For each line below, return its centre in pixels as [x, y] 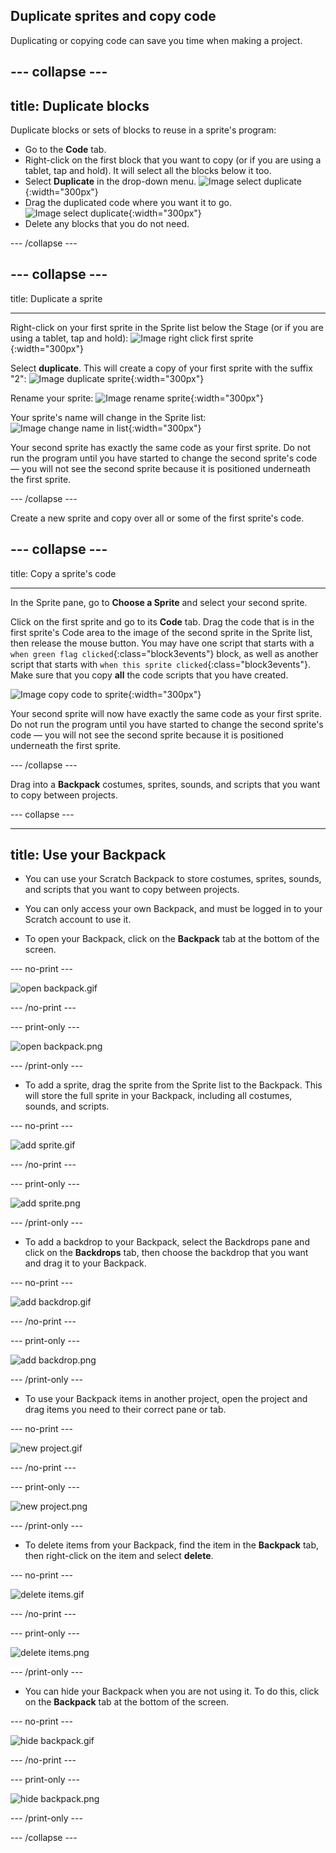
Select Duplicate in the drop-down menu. [110, 181]
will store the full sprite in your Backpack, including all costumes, [158, 1096]
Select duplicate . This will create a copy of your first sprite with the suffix [161, 368]
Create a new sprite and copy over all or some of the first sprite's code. [157, 518]
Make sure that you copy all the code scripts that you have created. [149, 675]
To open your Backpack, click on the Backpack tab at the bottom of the [172, 939]
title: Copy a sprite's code [63, 573]
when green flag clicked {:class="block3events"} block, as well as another [164, 653]
